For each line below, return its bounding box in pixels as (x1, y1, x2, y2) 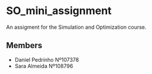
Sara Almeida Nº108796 (14, 62, 73, 69)
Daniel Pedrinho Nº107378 (14, 56, 79, 63)
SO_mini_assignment (6, 4, 112, 18)
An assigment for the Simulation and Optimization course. (6, 23, 147, 31)
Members (6, 41, 43, 51)
